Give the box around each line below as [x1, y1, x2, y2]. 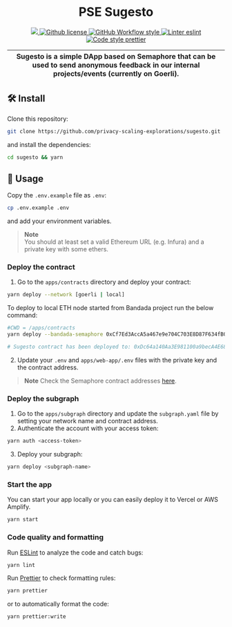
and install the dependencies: [7, 140, 91, 148]
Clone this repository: [7, 115, 69, 123]
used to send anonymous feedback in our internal [32, 60, 200, 70]
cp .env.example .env [7, 204, 70, 211]
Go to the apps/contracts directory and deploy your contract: [17, 278, 191, 287]
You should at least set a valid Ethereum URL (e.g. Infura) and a [23, 238, 205, 246]
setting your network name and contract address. [17, 417, 159, 425]
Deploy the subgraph [7, 394, 79, 403]
